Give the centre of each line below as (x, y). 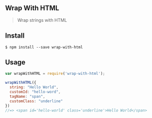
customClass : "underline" (36, 101)
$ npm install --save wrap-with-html (44, 47)
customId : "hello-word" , (35, 92)
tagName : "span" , (27, 96)
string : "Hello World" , (34, 87)
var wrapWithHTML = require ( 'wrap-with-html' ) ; (55, 74)
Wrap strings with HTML (42, 20)
